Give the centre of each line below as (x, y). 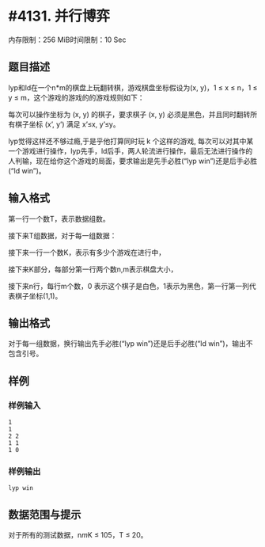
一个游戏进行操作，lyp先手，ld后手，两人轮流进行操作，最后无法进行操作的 (131, 150)
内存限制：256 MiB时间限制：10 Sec (67, 40)
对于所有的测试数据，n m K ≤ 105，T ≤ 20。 (78, 535)
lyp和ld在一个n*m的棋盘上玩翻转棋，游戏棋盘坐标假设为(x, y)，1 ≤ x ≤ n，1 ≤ (133, 87)
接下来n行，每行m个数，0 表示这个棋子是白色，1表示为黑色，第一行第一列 (129, 286)
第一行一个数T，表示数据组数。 (59, 218)
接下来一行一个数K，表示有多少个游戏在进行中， (87, 252)
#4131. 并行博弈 (59, 16)
